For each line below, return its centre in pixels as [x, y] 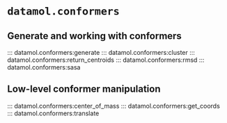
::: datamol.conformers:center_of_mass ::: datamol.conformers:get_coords [114, 106]
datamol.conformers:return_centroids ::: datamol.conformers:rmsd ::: [106, 60]
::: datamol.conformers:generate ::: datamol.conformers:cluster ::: [101, 52]
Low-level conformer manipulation [84, 89]
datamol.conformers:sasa [44, 67]
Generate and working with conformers [95, 36]
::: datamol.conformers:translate [53, 113]
